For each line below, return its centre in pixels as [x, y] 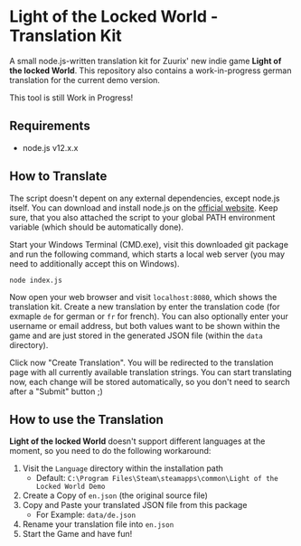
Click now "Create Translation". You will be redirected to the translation [141, 362]
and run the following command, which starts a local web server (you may [147, 254]
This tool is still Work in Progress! [71, 98]
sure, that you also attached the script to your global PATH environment [142, 217]
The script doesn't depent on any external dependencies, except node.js [145, 198]
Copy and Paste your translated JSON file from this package [135, 505]
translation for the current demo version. [85, 80]
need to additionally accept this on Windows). [94, 263]
